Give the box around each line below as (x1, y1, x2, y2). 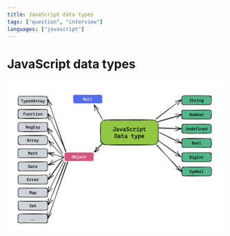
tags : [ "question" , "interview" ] (7, 18, 103, 25)
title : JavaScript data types (7, 11, 94, 18)
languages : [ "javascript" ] (7, 25, 85, 32)
